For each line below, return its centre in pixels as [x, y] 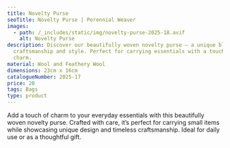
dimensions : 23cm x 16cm [42, 70]
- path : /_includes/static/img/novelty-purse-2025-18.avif [99, 32]
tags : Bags [23, 89]
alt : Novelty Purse [47, 39]
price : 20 [21, 83]
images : [18, 26]
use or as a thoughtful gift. [44, 137]
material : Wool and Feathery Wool [56, 64]
